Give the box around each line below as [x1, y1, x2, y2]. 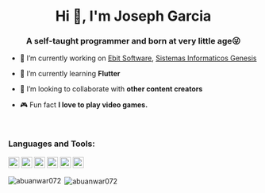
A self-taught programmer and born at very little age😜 [25, 36, 241, 47]
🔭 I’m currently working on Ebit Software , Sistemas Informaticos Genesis [19, 53, 257, 63]
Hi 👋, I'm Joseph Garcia [55, 7, 212, 25]
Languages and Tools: [8, 138, 95, 149]
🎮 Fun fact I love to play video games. [19, 100, 148, 110]
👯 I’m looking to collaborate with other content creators [19, 84, 203, 94]
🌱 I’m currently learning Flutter [19, 69, 121, 79]
